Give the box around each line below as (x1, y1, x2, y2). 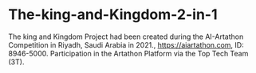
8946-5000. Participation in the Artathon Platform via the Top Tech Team (8, 48, 249, 58)
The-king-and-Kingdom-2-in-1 (8, 6, 218, 24)
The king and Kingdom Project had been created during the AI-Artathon (8, 32, 244, 41)
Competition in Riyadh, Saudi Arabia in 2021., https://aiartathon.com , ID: (8, 40, 245, 49)
